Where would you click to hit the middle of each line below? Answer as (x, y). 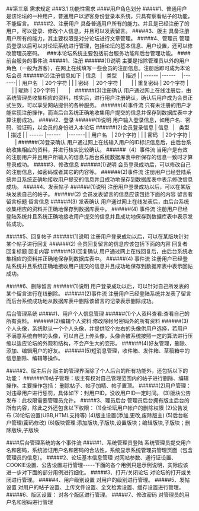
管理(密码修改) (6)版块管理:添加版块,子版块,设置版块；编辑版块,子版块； (98, 423)
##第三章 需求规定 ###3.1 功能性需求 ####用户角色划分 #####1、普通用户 (97, 9)
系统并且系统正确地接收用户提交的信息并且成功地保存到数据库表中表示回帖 (102, 266)
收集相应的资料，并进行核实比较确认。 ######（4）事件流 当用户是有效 (99, 150)
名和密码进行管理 (32, 502)
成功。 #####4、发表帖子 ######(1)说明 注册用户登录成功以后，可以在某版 (99, 187)
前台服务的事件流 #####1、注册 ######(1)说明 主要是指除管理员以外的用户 (98, 61)
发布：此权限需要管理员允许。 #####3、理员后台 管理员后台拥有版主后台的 (98, 400)
